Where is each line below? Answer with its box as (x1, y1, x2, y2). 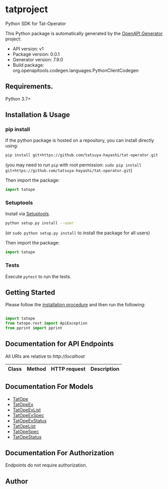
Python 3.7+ (5, 95, 31, 102)
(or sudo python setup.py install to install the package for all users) (5, 230, 150, 236)
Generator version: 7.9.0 (12, 56, 64, 62)
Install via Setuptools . (5, 211, 50, 217)
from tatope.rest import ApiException (5, 321, 88, 326)
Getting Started (5, 288, 55, 297)
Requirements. (5, 82, 53, 91)
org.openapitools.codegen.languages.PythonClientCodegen (12, 67, 139, 74)
